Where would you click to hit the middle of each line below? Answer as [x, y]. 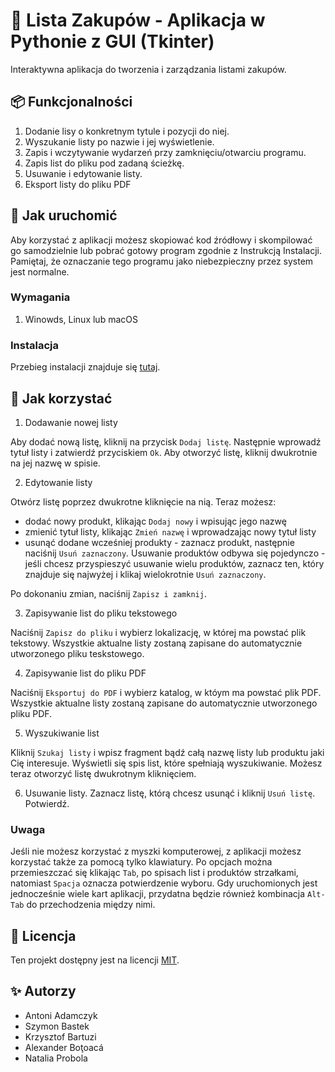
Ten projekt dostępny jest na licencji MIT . [95, 960]
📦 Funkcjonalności [71, 102]
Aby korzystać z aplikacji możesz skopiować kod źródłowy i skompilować [161, 240]
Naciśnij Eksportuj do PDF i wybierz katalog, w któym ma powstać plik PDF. [166, 692]
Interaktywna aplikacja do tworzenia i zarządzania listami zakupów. [148, 69]
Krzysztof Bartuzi [60, 1036]
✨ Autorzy [43, 991]
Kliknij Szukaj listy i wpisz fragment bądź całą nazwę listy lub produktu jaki [167, 752]
